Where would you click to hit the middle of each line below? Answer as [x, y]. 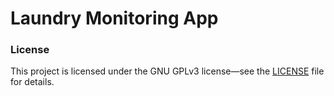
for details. [32, 82]
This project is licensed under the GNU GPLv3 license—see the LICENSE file [167, 71]
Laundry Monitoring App [114, 18]
